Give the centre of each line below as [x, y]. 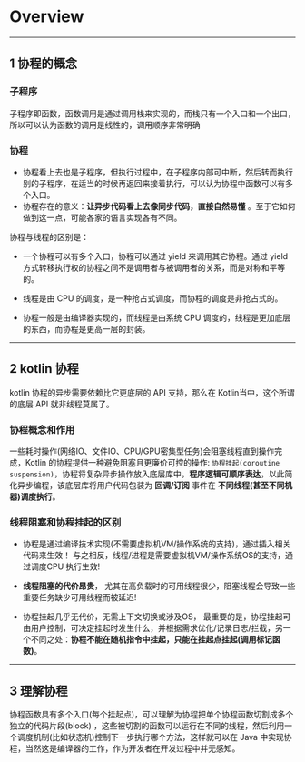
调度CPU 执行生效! [65, 566]
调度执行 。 [40, 496]
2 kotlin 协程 [44, 369]
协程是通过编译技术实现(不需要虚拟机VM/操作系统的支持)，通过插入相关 [157, 544]
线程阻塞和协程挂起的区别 [65, 522]
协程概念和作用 [42, 429]
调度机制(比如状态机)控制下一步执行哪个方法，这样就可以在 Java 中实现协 [154, 737]
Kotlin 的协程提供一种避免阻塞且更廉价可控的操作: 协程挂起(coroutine [152, 463]
